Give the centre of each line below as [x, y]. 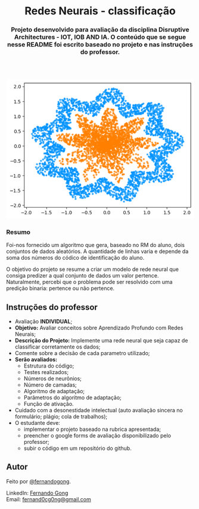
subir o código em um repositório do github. [78, 448]
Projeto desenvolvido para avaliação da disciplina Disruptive [100, 30]
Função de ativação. [49, 403]
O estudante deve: [38, 422]
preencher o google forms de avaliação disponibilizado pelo [97, 435]
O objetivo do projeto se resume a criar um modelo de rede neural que [93, 269]
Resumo [18, 232]
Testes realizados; [46, 372]
